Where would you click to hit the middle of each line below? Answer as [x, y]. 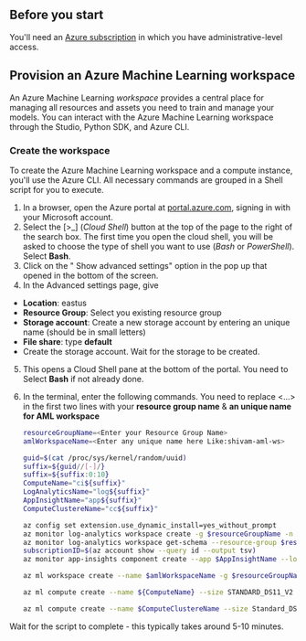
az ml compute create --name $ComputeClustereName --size [135, 609]
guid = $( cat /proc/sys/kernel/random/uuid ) [105, 458]
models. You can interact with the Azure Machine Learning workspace [142, 117]
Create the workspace [60, 150]
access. [24, 47]
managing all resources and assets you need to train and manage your [142, 107]
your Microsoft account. [68, 217]
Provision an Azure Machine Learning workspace [153, 75]
